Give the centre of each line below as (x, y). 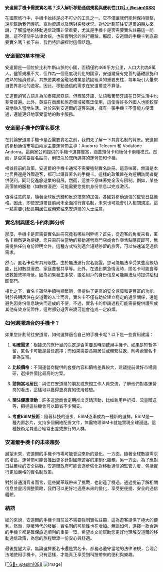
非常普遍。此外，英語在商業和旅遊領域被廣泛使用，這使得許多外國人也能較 (79, 102)
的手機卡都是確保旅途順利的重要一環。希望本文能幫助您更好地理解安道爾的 (79, 532)
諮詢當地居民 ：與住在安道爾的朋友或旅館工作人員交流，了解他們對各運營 (84, 384)
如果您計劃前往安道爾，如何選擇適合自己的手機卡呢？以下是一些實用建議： (79, 335)
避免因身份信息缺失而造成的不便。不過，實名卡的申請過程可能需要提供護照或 (81, 303)
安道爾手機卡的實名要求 (32, 128)
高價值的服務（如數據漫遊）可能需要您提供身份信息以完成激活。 (69, 186)
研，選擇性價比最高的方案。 (40, 373)
